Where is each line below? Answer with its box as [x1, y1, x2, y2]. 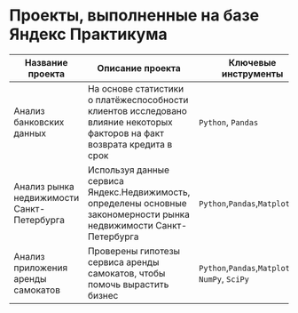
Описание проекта [97, 61, 182, 74]
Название [25, 56, 68, 68]
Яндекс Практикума [9, 24, 168, 44]
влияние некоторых [87, 116, 173, 128]
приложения [13, 261, 68, 274]
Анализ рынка [13, 180, 74, 192]
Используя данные [87, 164, 170, 176]
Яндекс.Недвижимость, [87, 186, 191, 198]
